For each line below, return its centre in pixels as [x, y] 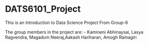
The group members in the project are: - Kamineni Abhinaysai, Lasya [74, 32]
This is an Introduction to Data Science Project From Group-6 [67, 22]
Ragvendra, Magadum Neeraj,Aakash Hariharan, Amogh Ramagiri [71, 37]
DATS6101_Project [43, 9]
